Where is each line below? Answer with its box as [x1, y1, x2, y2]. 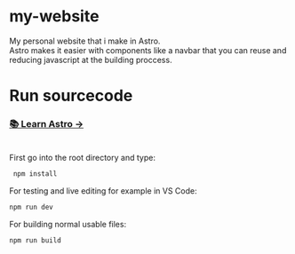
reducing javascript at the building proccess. [9, 54, 172, 65]
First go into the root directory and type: [9, 153, 155, 163]
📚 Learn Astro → [9, 118, 84, 131]
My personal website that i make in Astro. [9, 36, 161, 46]
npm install [12, 170, 58, 179]
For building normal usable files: [9, 219, 127, 230]
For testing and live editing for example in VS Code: [9, 186, 197, 196]
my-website [9, 6, 100, 27]
